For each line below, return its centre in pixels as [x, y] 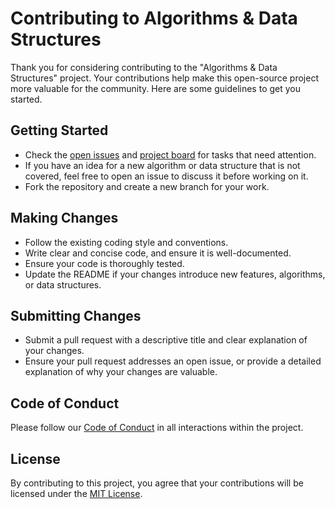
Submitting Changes [76, 315]
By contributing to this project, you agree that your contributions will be [157, 483]
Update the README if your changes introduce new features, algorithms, [175, 274]
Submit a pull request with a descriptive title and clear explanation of [166, 340]
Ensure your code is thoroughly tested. [104, 263]
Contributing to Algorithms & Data [154, 18]
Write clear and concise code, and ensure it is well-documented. [158, 253]
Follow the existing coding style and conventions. [126, 242]
